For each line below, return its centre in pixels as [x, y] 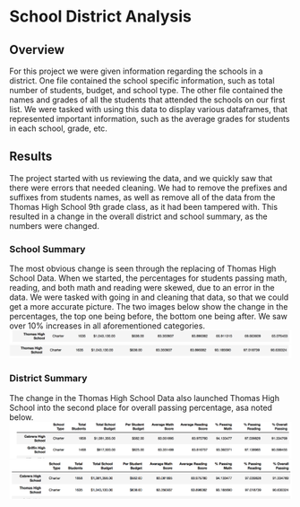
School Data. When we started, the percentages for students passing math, [148, 278]
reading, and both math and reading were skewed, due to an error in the [142, 288]
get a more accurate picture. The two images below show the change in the [149, 307]
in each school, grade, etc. [58, 128]
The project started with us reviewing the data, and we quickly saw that [141, 178]
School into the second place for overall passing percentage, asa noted [141, 407]
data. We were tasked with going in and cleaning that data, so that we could [149, 297]
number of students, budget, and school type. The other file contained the [146, 90]
